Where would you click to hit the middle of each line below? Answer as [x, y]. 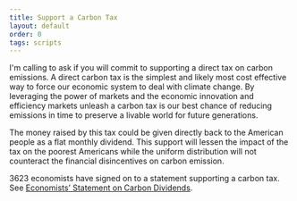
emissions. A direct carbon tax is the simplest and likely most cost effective [148, 78]
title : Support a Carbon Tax [64, 17]
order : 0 [25, 34]
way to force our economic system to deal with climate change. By [132, 87]
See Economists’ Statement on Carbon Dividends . [101, 188]
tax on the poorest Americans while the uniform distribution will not [133, 152]
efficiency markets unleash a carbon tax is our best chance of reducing [141, 106]
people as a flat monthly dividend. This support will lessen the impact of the [149, 142]
